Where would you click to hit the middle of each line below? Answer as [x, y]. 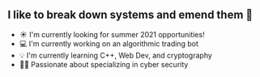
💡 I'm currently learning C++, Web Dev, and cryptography [115, 55]
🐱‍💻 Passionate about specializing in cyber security [104, 64]
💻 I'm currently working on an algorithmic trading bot [109, 43]
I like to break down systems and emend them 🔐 [130, 15]
